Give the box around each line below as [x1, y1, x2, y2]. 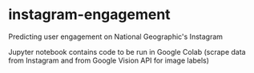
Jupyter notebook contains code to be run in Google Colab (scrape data [8, 47, 246, 56]
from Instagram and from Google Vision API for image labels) [8, 56, 210, 65]
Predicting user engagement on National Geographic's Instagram [8, 32, 223, 41]
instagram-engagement [8, 6, 171, 24]
